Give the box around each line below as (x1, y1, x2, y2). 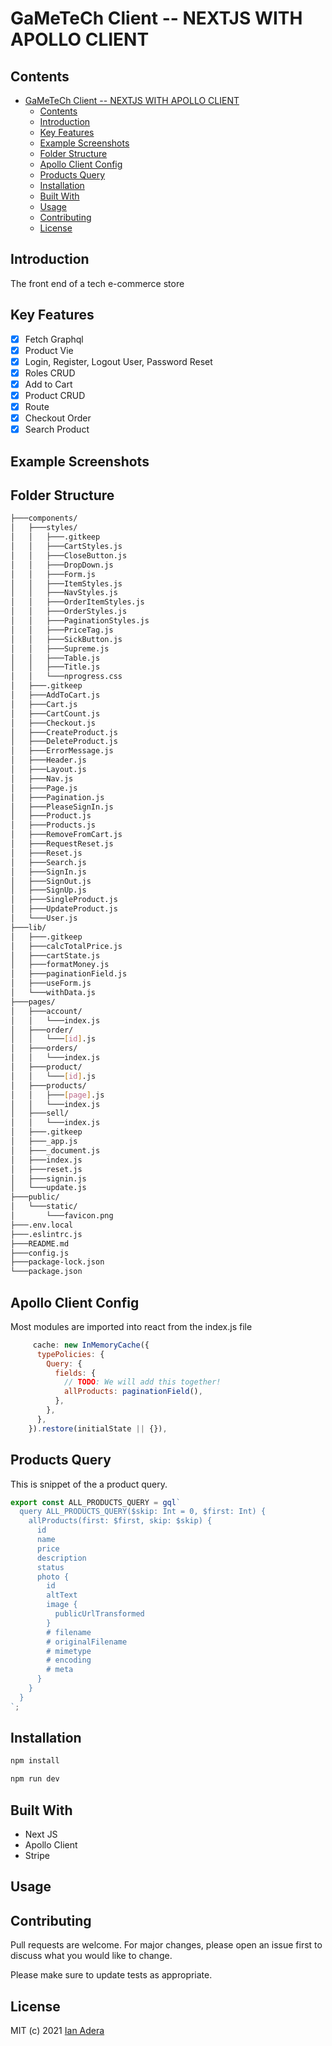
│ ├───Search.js (10, 857, 87, 867)
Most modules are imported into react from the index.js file (10, 1320, 253, 1332)
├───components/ (10, 513, 78, 524)
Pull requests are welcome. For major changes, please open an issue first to (10, 1939, 323, 1951)
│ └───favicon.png (10, 1211, 114, 1221)
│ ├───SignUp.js (10, 885, 87, 896)
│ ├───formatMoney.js (10, 960, 110, 970)
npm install (10, 1756, 60, 1766)
